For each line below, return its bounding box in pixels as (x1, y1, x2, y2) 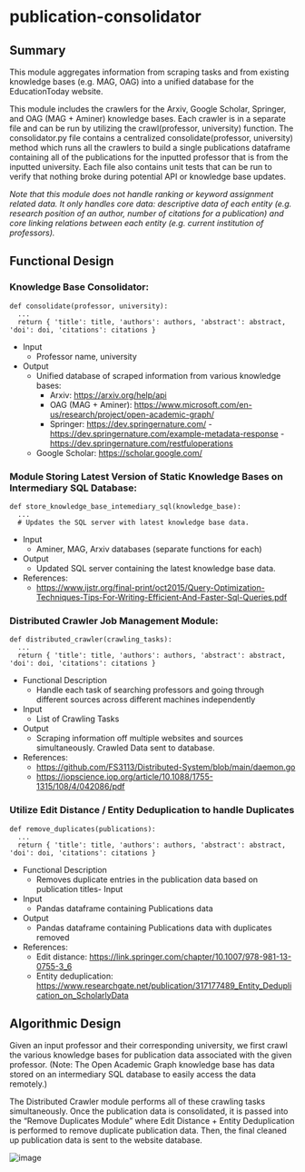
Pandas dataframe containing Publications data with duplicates (35, 922, 272, 933)
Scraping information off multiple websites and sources (35, 733, 243, 744)
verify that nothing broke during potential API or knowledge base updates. (9, 171, 287, 182)
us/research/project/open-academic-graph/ (49, 409, 215, 420)
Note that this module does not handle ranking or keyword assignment (9, 189, 274, 199)
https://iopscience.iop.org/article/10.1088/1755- (35, 771, 213, 782)
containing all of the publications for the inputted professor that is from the (9, 152, 289, 163)
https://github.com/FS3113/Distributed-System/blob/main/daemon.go (35, 761, 296, 773)
